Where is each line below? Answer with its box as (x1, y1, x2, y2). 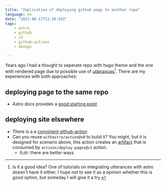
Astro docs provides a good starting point (12, 101, 97, 107)
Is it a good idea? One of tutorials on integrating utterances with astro (12, 164, 154, 170)
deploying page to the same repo (5, 88, 109, 96)
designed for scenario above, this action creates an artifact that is (12, 139, 147, 145)
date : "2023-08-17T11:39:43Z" (5, 16, 68, 21)
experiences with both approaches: (5, 73, 78, 79)
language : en (5, 12, 32, 17)
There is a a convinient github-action (12, 128, 87, 134)
